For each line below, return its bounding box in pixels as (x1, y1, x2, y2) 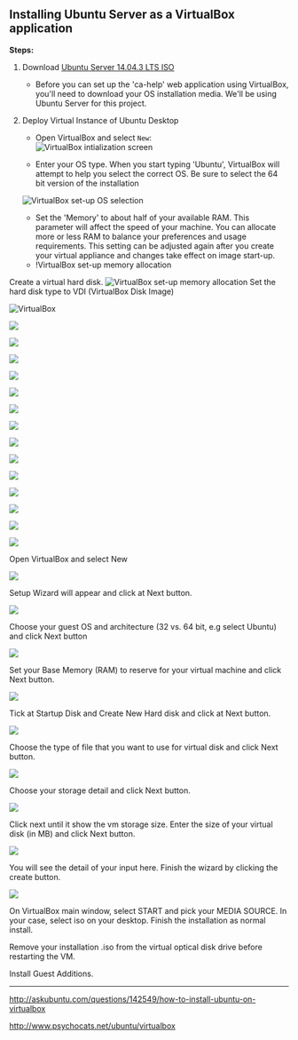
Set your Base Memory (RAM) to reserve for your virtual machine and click (9, 664, 282, 675)
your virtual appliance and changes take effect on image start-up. (35, 250, 276, 260)
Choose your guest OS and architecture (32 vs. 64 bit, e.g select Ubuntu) (9, 621, 278, 631)
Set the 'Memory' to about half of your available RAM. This (35, 212, 250, 223)
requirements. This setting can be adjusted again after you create (35, 240, 275, 251)
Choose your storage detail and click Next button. (9, 785, 191, 796)
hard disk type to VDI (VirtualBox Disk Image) (9, 286, 175, 297)
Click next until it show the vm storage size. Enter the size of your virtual (9, 819, 273, 830)
